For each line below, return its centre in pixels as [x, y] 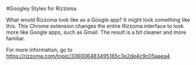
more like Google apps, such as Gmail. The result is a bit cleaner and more [96, 32]
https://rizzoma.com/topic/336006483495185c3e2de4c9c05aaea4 [88, 56]
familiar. [16, 38]
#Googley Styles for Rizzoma [41, 8]
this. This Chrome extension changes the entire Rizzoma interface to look [95, 26]
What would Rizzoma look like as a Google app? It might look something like [98, 20]
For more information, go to [39, 50]
